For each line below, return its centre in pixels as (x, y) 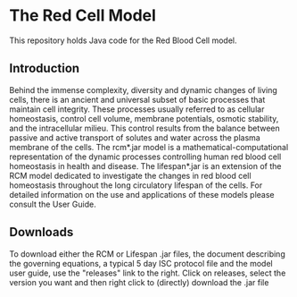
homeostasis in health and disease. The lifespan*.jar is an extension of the (145, 165)
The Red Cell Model (82, 16)
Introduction (45, 68)
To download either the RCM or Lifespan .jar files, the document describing (147, 254)
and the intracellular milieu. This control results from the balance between (145, 128)
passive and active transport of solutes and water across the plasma (135, 137)
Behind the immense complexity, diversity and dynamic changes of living (144, 89)
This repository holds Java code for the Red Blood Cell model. (123, 40)
